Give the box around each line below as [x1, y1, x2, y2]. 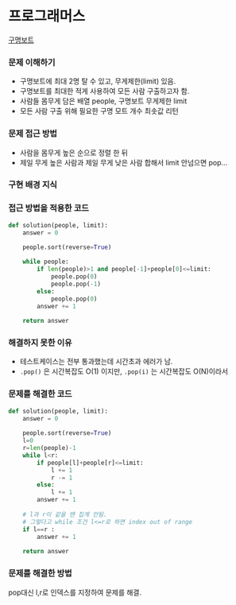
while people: [22, 258, 69, 266]
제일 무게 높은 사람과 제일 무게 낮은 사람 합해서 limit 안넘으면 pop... [19, 157, 228, 167]
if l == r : [22, 525, 56, 533]
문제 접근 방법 [8, 128, 58, 139]
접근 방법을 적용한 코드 [8, 203, 90, 214]
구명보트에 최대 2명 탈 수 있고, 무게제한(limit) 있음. [19, 76, 176, 86]
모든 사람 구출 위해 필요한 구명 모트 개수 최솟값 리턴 [19, 107, 179, 116]
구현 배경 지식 [8, 180, 58, 191]
